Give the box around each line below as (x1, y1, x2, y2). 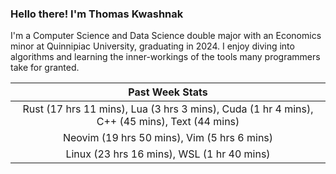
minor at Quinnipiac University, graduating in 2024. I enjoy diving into (10, 40, 295, 52)
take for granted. (10, 62, 80, 74)
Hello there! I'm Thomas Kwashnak (10, 7, 184, 21)
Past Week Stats (128, 85, 208, 99)
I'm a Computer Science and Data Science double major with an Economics (10, 30, 322, 42)
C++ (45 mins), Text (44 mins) (96, 115, 240, 129)
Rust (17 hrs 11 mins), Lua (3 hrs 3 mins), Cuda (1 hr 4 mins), (22, 102, 314, 116)
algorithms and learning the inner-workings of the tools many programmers (10, 51, 321, 63)
